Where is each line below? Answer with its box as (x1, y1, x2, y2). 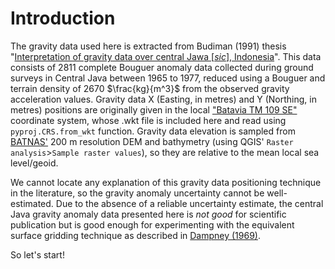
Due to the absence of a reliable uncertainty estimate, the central (55, 197, 324, 209)
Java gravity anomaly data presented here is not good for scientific (10, 208, 287, 220)
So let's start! (10, 248, 65, 261)
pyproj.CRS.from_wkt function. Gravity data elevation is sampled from (10, 125, 296, 137)
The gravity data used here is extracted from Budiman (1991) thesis (10, 40, 287, 52)
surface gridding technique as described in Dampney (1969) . (10, 229, 262, 241)
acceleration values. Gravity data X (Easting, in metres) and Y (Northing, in (10, 93, 317, 105)
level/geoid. (10, 157, 59, 169)
